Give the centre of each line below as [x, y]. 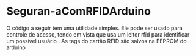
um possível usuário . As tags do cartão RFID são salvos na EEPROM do [97, 41]
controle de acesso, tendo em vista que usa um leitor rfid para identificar [98, 34]
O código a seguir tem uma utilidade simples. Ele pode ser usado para [94, 28]
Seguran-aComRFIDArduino [79, 11]
